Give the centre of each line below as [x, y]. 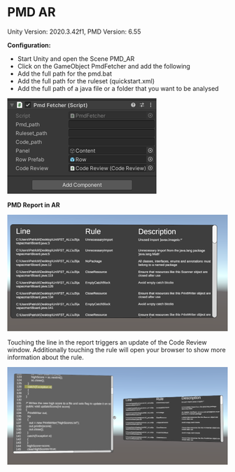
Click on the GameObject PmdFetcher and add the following [104, 66]
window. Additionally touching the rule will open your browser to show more [116, 349]
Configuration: [29, 45]
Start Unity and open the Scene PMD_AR [76, 58]
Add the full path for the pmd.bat [64, 74]
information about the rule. [45, 357]
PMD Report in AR [34, 204]
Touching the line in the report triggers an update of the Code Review [107, 342]
